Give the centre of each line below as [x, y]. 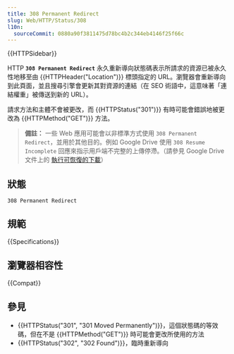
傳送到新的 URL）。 [65, 94]
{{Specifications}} [33, 241]
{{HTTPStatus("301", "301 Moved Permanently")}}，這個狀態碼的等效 [118, 325]
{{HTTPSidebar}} [32, 54]
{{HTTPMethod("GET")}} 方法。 [67, 118]
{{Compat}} [24, 283]
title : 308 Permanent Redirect [53, 14]
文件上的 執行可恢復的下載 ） [66, 160]
